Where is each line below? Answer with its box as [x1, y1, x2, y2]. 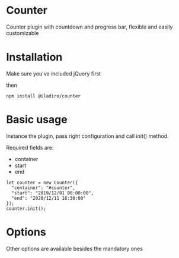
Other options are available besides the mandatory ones [6, 245, 143, 252]
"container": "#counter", [11, 185, 76, 191]
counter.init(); [6, 206, 46, 212]
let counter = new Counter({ [6, 180, 78, 185]
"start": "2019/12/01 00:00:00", [11, 190, 94, 196]
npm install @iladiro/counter [6, 93, 81, 99]
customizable [6, 29, 39, 36]
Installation [6, 51, 63, 64]
